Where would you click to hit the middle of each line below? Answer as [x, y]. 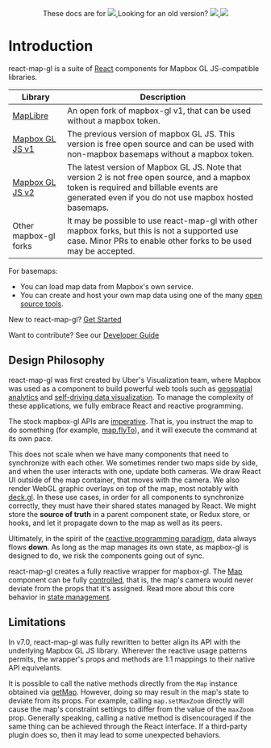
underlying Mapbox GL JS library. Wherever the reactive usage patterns [128, 650]
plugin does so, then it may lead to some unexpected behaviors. [115, 734]
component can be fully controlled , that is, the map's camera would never [131, 580]
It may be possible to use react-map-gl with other [163, 221]
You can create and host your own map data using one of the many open [141, 295]
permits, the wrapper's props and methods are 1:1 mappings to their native [132, 659]
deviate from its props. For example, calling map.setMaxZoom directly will [126, 700]
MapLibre [31, 116]
